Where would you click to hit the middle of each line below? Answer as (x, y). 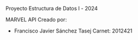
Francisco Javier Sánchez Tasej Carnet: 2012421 (73, 31)
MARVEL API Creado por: (36, 19)
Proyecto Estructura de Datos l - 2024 (52, 8)
